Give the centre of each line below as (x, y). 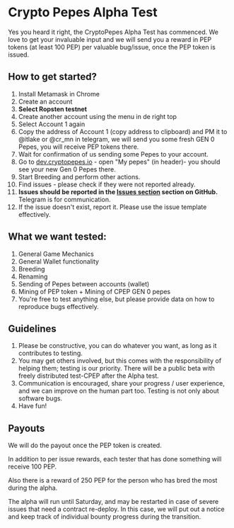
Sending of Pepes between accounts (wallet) (84, 283)
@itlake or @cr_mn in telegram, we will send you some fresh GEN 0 (116, 139)
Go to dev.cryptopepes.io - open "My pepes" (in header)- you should (119, 162)
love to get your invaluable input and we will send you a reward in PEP (110, 39)
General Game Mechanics (56, 254)
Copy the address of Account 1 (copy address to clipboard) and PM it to (123, 131)
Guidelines (32, 328)
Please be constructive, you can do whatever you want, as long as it (117, 346)
